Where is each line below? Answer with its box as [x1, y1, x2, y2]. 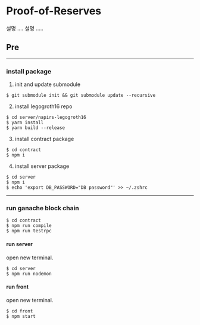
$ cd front [6, 308, 33, 314]
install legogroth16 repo [14, 103, 73, 110]
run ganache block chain [6, 204, 79, 212]
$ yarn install [6, 119, 44, 126]
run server [6, 240, 33, 247]
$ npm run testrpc [6, 228, 52, 234]
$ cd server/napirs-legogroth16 [6, 115, 86, 121]
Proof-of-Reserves [6, 4, 102, 18]
